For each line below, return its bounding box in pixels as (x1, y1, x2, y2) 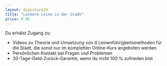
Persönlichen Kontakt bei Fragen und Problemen (12, 50, 112, 56)
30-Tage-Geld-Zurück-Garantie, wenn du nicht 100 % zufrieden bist (12, 56, 153, 62)
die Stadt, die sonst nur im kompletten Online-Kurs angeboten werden (12, 45, 157, 51)
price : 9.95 (5, 16, 30, 21)
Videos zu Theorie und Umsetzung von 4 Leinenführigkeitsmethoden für (12, 40, 162, 46)
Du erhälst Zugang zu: (5, 30, 51, 36)
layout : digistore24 (5, 7, 48, 12)
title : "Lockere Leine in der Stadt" (5, 12, 84, 17)
